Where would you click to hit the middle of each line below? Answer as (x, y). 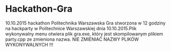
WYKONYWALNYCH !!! (29, 44)
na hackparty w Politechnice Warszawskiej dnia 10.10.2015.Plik (71, 28)
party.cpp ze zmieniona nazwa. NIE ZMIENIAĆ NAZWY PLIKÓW (72, 39)
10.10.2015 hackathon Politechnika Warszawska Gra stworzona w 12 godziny (86, 23)
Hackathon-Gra (39, 9)
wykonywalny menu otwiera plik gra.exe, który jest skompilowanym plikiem (84, 34)
